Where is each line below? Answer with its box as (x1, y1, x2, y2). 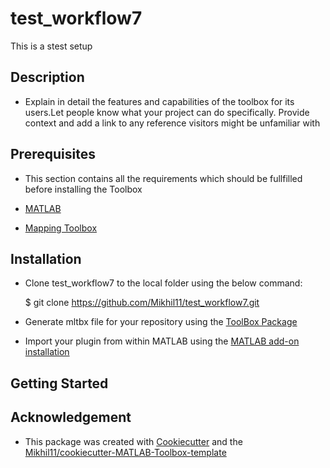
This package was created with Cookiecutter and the (24, 435, 243, 447)
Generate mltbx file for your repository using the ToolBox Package (24, 316, 298, 328)
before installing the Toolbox (24, 183, 143, 195)
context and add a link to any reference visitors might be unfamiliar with (24, 117, 321, 129)
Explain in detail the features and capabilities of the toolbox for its (24, 95, 295, 107)
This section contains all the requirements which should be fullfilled (24, 172, 303, 184)
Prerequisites (10, 146, 96, 163)
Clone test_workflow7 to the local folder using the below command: (24, 277, 303, 289)
